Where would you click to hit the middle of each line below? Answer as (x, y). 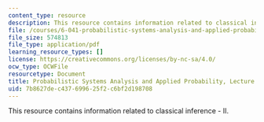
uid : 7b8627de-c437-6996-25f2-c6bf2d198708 (81, 89)
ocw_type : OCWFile (38, 67)
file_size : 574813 (38, 37)
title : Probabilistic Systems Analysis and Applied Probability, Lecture (132, 81)
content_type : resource (47, 15)
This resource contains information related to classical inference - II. (119, 111)
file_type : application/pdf (54, 45)
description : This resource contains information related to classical (128, 23)
